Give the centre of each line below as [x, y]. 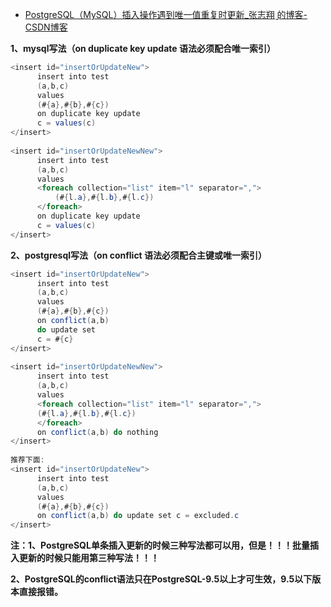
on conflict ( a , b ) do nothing [97, 432]
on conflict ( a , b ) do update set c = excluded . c [138, 516]
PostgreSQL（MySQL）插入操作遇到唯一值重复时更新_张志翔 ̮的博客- [166, 14]
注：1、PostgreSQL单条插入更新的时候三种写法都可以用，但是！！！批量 [160, 545]
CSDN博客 [46, 27]
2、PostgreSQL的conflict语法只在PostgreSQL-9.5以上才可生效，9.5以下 [161, 579]
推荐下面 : [27, 460]
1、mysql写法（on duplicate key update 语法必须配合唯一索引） [143, 48]
